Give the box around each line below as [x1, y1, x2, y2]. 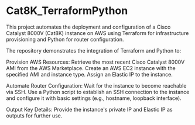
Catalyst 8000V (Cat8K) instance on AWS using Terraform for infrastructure [6, 29, 189, 36]
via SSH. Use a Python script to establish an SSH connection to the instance [6, 88, 190, 95]
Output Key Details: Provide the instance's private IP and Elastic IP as [6, 106, 173, 113]
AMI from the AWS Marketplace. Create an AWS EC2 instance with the [6, 64, 176, 71]
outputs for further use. [6, 112, 63, 119]
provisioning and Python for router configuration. [6, 36, 124, 43]
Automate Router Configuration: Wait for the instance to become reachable [6, 82, 187, 89]
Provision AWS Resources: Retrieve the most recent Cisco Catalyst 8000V [6, 58, 185, 65]
